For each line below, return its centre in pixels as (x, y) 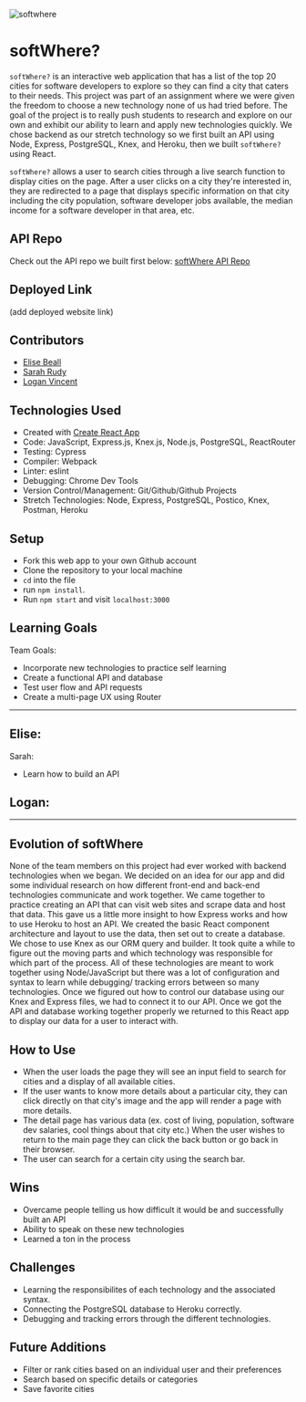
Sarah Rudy (44, 372)
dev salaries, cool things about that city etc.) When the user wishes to (153, 1130)
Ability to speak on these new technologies (103, 1229)
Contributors (47, 340)
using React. (33, 153)
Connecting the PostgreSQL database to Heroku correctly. (132, 1309)
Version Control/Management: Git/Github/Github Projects (129, 491)
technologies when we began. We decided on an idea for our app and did (147, 875)
